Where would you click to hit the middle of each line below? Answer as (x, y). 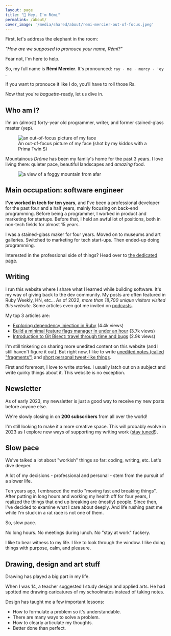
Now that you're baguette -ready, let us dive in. (54, 94)
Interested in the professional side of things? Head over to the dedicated (81, 255)
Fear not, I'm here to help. (32, 59)
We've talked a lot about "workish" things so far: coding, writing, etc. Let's (83, 460)
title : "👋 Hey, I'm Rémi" (33, 15)
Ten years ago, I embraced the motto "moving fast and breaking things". (81, 491)
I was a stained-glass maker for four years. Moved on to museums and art (83, 234)
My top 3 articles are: (28, 315)
